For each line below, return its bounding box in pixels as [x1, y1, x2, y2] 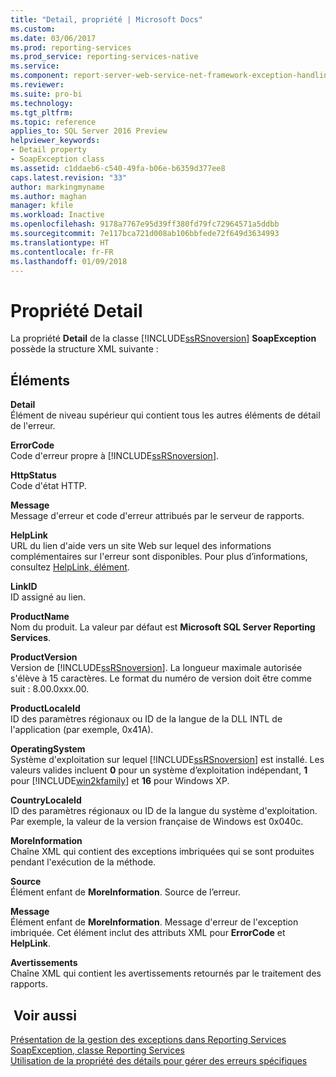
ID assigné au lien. [10, 591, 87, 603]
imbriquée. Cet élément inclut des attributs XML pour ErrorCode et [10, 927, 286, 939]
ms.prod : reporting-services [10, 42, 132, 53]
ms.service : [10, 61, 60, 71]
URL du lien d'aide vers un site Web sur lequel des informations [10, 540, 272, 552]
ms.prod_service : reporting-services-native [10, 52, 199, 62]
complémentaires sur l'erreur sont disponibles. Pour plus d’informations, [10, 551, 308, 563]
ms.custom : [10, 24, 56, 34]
